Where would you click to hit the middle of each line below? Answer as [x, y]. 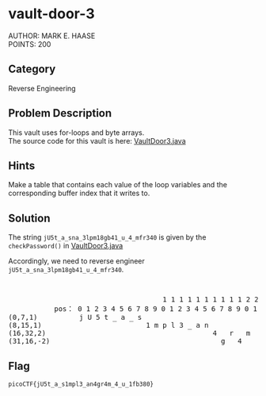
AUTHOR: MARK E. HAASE [52, 36]
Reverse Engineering [42, 88]
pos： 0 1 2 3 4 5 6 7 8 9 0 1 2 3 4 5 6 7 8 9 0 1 [156, 309]
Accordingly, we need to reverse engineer [76, 261]
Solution [29, 218]
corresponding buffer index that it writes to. [79, 193]
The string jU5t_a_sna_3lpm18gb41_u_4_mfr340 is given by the [107, 237]
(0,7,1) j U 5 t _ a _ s [75, 317]
